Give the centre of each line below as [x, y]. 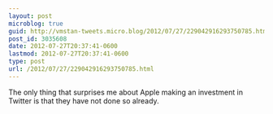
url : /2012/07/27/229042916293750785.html [81, 69]
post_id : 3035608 [38, 39]
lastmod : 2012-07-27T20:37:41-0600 [69, 54]
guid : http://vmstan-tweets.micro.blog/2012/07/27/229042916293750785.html [139, 31]
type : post [27, 62]
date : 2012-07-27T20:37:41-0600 [63, 46]
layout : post [30, 16]
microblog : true [36, 24]
